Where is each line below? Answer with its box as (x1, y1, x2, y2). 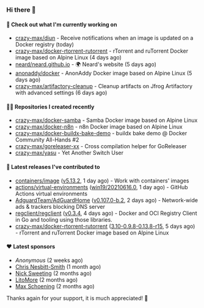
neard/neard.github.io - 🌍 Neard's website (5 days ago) (15, 61, 157, 68)
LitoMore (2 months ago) (15, 276, 78, 284)
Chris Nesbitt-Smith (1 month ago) (15, 263, 101, 270)
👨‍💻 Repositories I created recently (6, 103, 95, 110)
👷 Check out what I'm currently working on (6, 21, 117, 28)
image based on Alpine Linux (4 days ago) (15, 54, 122, 61)
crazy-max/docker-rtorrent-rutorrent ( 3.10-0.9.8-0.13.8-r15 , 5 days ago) (15, 222, 195, 230)
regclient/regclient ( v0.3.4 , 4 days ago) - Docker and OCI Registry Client (15, 209, 197, 217)
